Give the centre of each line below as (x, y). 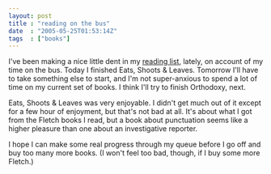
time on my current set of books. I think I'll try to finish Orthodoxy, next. (127, 87)
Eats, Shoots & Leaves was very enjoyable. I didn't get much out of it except (135, 103)
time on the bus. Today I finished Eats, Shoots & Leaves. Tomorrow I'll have (133, 70)
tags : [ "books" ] (39, 38)
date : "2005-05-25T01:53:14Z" (63, 31)
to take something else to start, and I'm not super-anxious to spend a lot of (133, 79)
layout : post (30, 16)
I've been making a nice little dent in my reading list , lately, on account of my (136, 62)
